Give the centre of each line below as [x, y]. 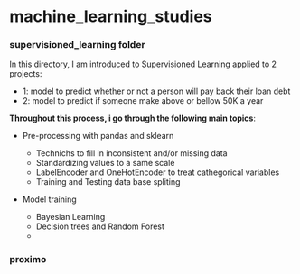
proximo [28, 260]
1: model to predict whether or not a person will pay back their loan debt [156, 91]
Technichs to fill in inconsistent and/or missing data [131, 153]
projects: [26, 74]
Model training [49, 199]
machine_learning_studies [111, 17]
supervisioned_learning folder [78, 45]
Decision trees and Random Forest [100, 226]
